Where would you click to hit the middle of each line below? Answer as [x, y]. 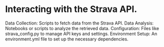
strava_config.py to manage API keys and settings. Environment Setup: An [81, 33]
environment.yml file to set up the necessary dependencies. [67, 39]
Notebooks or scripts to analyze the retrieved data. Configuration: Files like [82, 28]
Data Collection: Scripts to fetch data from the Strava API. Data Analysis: [79, 23]
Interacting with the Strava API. [71, 9]
